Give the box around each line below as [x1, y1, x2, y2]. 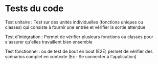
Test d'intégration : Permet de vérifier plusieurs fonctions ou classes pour [5, 34, 154, 40]
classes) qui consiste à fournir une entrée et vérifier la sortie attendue [5, 24, 146, 30]
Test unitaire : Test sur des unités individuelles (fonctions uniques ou [5, 19, 143, 25]
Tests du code [5, 3, 64, 14]
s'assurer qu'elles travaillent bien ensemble [5, 39, 93, 44]
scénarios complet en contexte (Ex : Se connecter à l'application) [5, 53, 137, 59]
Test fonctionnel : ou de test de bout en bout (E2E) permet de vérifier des [5, 48, 153, 54]
